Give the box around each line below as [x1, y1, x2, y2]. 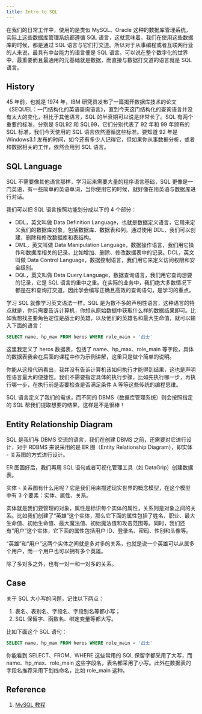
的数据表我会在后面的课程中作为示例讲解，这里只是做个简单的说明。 [6, 353, 175, 360]
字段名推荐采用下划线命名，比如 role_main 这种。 [6, 666, 128, 674]
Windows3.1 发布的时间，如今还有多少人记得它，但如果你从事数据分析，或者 [6, 136, 195, 143]
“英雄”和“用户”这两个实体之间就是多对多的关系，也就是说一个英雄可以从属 [6, 540, 189, 547]
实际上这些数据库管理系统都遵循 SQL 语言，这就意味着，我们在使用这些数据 [6, 34, 194, 41]
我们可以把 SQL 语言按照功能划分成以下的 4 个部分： [6, 206, 137, 213]
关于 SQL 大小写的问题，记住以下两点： [6, 595, 104, 602]
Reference [6, 684, 46, 695]
